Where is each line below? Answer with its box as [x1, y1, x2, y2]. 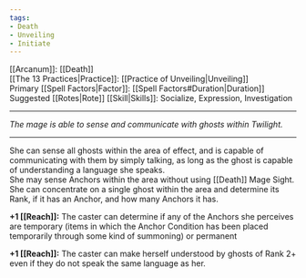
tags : [9, 13, 30, 23]
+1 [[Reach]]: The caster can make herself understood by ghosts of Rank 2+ [9, 248, 297, 260]
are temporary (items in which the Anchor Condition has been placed [9, 221, 269, 232]
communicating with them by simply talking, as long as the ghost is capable [9, 155, 293, 166]
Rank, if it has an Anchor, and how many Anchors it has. [9, 193, 219, 205]
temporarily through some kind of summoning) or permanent [9, 231, 238, 242]
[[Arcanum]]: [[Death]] [9, 64, 94, 75]
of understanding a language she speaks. [9, 165, 166, 176]
